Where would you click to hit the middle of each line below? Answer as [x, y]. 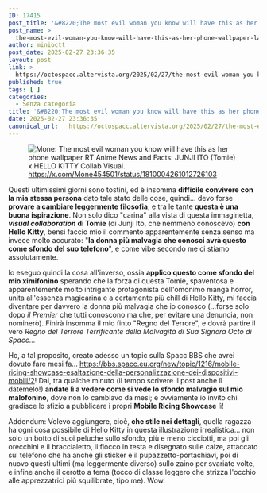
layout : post [30, 60]
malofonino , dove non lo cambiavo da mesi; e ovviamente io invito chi [123, 397]
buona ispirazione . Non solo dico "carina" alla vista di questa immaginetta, [131, 214]
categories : [28, 97]
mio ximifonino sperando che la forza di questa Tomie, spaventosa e [121, 281]
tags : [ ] [25, 89]
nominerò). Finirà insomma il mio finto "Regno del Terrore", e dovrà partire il [132, 323]
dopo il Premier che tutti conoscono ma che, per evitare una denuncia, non [131, 314]
